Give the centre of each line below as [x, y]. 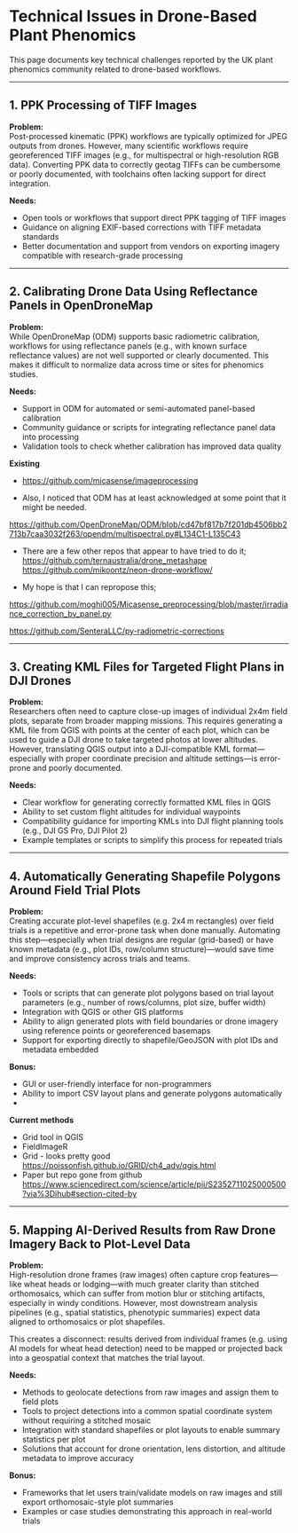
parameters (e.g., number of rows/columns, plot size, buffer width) [144, 1002]
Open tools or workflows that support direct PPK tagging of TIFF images [154, 217]
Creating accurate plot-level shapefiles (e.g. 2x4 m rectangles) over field [142, 921]
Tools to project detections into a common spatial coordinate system [147, 1411]
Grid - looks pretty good [66, 1156]
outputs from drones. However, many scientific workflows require [129, 145]
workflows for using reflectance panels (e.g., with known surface [128, 346]
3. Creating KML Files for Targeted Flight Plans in [147, 667]
